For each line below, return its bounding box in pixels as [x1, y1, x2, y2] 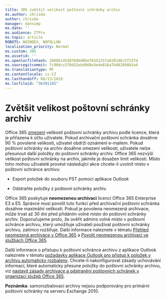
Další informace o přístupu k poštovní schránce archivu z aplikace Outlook [5, 246, 157, 253]
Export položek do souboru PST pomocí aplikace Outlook [12, 176, 129, 181]
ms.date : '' [5, 26, 30, 31]
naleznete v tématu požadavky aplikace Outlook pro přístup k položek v [5, 252, 151, 258]
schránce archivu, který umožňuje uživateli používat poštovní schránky [5, 221, 150, 227]
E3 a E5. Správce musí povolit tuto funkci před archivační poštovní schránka [5, 200, 160, 206]
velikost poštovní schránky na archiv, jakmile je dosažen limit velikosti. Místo [5, 156, 161, 162]
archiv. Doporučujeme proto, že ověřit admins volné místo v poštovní [5, 216, 145, 222]
